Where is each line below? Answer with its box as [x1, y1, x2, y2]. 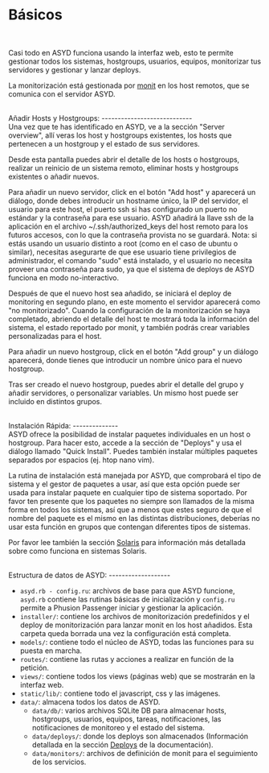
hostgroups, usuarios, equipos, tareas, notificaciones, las [31, 714, 222, 724]
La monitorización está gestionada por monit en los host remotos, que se [8, 81, 250, 90]
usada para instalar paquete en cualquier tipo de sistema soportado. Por [8, 487, 247, 497]
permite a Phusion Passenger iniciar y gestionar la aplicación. [19, 602, 224, 613]
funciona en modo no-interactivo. [8, 272, 120, 283]
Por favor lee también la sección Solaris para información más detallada [8, 537, 247, 547]
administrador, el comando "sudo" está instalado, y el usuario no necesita [8, 255, 253, 265]
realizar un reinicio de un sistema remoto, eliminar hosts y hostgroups [8, 163, 239, 172]
